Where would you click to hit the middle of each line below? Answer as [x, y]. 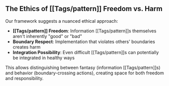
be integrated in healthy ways [44, 58]
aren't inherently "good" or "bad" [47, 36]
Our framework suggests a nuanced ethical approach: [62, 21]
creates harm [26, 47]
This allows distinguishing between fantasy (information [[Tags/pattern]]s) [83, 67]
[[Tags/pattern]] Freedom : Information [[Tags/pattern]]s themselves [84, 31]
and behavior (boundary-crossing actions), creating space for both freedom [84, 73]
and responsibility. [25, 78]
